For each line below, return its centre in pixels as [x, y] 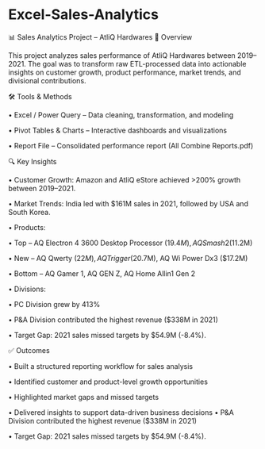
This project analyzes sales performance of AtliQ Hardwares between [122, 55]
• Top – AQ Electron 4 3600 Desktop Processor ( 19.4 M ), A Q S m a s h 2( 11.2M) [131, 243]
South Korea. [29, 212]
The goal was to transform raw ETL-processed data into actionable [137, 63]
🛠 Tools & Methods [40, 96]
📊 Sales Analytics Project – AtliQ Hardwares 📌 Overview [100, 36]
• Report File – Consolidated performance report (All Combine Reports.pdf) [131, 145]
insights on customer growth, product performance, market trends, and [125, 72]
